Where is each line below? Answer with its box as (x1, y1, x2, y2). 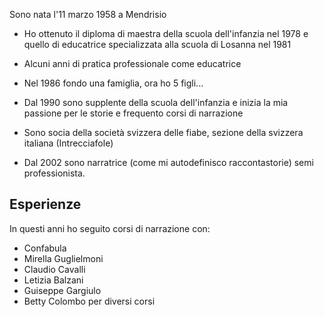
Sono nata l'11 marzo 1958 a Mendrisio (9, 9, 167, 20)
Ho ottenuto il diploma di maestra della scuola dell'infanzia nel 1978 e (23, 28, 309, 39)
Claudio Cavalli (23, 263, 86, 275)
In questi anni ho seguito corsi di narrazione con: (9, 222, 211, 234)
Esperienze (9, 196, 82, 213)
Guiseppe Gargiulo (23, 284, 102, 296)
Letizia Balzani (23, 274, 84, 286)
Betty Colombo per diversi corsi (23, 295, 156, 307)
